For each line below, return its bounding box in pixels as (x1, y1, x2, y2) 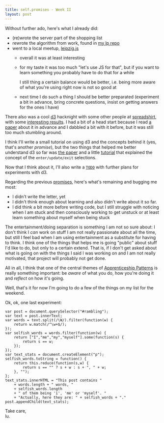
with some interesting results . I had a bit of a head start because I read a (5, 119, 152, 125)
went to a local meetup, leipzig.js (12, 45, 79, 51)
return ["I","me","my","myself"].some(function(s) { (14, 335, 124, 339)
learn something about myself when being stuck (12, 214, 110, 220)
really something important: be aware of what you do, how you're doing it (5, 270, 154, 276)
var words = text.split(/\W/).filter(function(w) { (5, 317, 113, 322)
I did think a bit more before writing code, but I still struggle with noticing (12, 204, 160, 210)
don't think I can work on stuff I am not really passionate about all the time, (5, 229, 157, 235)
